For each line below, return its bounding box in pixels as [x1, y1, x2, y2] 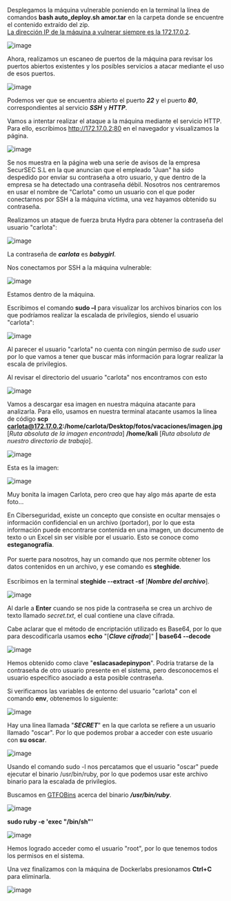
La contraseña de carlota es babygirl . [7, 250, 116, 258]
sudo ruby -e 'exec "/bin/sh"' [7, 817, 94, 826]
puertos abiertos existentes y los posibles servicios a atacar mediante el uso [7, 62, 224, 70]
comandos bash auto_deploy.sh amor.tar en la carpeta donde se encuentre [7, 13, 224, 21]
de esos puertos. [7, 69, 55, 77]
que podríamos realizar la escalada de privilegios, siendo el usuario [7, 311, 199, 319]
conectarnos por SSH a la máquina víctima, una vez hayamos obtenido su [7, 195, 217, 203]
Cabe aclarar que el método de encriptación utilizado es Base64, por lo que [7, 625, 222, 633]
